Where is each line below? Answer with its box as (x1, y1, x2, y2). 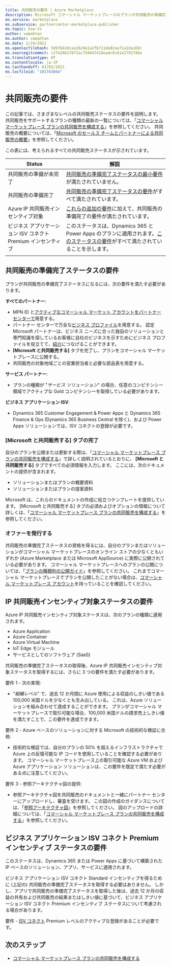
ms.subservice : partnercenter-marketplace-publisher (5, 21, 120, 27)
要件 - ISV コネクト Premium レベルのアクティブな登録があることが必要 (5, 917, 155, 924)
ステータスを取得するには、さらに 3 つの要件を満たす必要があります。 (9, 669, 158, 675)
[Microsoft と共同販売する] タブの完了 (5, 437, 99, 444)
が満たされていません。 (66, 178, 122, 185)
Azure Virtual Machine (12, 639, 60, 645)
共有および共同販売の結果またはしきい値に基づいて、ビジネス (14, 894, 144, 900)
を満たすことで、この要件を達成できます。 (12, 716, 102, 723)
